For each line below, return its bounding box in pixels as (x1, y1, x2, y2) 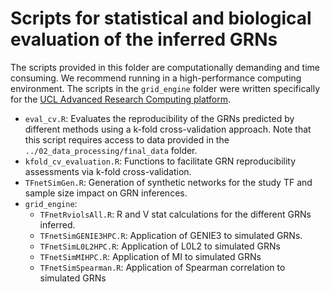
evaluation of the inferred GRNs (10, 28, 278, 51)
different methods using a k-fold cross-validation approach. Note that (24, 123, 312, 135)
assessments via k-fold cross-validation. (24, 165, 192, 177)
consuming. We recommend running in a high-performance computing (10, 72, 302, 84)
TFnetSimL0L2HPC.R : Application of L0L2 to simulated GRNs (39, 240, 281, 252)
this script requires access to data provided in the (24, 133, 230, 146)
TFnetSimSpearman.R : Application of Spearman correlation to (39, 261, 286, 273)
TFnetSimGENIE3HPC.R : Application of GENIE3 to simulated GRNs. (39, 229, 303, 241)
